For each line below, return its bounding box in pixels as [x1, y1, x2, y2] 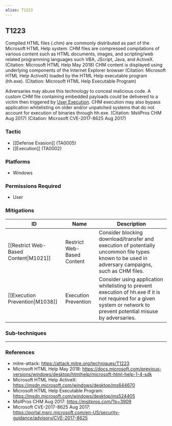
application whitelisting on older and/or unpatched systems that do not [5, 105, 155, 111]
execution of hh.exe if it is [99, 288, 160, 295]
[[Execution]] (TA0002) [12, 145, 62, 151]
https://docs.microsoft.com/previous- [82, 366, 162, 372]
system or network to [99, 301, 150, 308]
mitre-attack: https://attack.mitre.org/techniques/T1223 [12, 360, 130, 367]
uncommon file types [99, 248, 150, 255]
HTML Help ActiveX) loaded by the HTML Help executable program [5, 73, 147, 79]
